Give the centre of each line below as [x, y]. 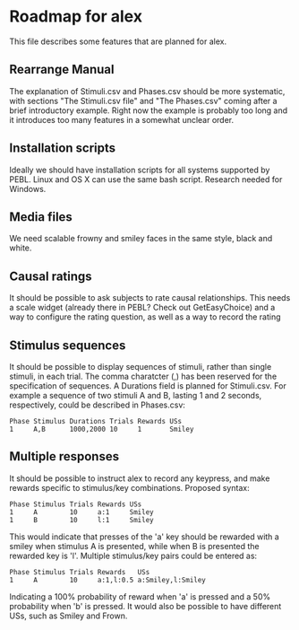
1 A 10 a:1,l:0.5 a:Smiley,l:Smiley [107, 580]
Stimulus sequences [68, 345]
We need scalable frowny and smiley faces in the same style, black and [141, 239]
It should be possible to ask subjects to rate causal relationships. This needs [150, 298]
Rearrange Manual [62, 70]
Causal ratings [51, 276]
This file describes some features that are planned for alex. [118, 41]
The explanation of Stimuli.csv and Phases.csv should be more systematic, [147, 91]
